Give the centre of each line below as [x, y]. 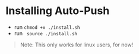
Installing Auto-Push [58, 11]
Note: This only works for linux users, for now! [77, 45]
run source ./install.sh [46, 33]
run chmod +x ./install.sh [47, 27]
